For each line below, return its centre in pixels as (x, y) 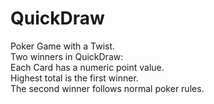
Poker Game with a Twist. (63, 46)
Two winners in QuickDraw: (67, 56)
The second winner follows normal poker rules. (107, 88)
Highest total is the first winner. (74, 78)
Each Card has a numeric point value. (87, 67)
